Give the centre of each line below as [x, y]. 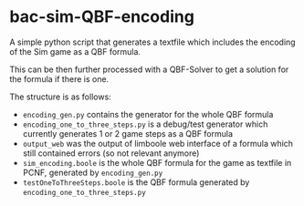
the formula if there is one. [59, 78]
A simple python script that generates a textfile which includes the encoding [152, 42]
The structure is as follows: [60, 97]
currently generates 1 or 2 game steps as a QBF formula [128, 133]
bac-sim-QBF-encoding [102, 17]
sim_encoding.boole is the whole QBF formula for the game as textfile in [157, 162]
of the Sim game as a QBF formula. [75, 51]
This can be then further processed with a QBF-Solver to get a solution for [149, 69]
